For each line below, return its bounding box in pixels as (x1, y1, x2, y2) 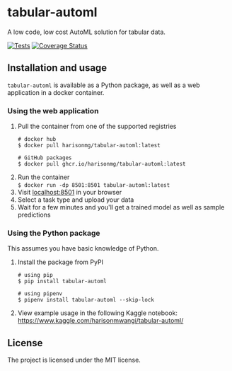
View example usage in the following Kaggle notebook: (17, 309, 178, 317)
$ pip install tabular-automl (17, 278, 108, 285)
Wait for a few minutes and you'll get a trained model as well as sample (17, 203, 225, 212)
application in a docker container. (7, 88, 105, 96)
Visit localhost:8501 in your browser (17, 188, 122, 197)
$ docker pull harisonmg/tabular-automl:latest (17, 142, 161, 149)
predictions (17, 210, 51, 219)
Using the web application (7, 105, 99, 115)
